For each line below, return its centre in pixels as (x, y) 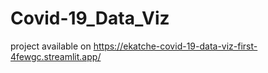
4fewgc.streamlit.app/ (56, 56)
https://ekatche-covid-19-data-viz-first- (175, 46)
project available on (51, 46)
